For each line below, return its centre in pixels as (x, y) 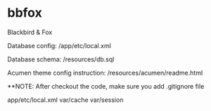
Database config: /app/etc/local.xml (59, 45)
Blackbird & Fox (30, 32)
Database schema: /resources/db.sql (61, 59)
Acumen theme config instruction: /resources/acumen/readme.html (105, 73)
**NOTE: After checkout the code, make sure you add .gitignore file (106, 86)
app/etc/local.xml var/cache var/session (65, 100)
